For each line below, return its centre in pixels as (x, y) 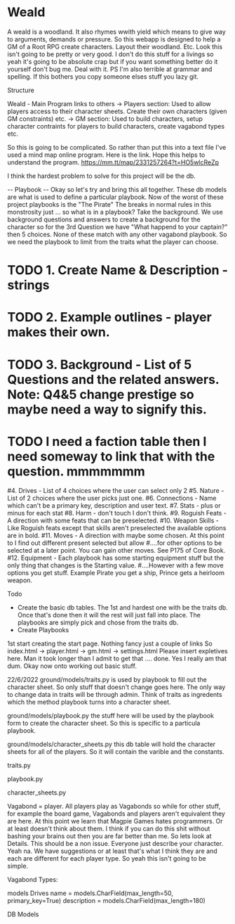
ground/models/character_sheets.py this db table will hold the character (112, 744)
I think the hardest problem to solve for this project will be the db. (102, 176)
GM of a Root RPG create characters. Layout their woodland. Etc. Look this (115, 46)
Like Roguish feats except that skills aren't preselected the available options (117, 528)
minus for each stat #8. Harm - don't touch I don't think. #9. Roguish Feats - (117, 513)
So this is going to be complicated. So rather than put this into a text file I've (117, 147)
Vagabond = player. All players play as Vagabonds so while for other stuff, (114, 807)
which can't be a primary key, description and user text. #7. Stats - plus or (114, 506)
